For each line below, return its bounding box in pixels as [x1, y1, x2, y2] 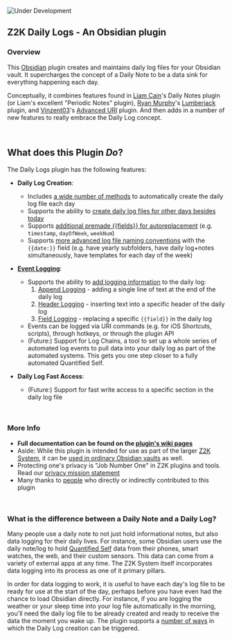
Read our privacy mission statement [17, 468, 120, 477]
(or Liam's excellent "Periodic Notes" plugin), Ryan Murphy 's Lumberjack [7, 98, 216, 107]
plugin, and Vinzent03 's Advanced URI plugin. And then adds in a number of [7, 106, 225, 114]
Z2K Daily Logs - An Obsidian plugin [7, 26, 167, 38]
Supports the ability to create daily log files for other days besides [27, 206, 216, 215]
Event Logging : [17, 264, 62, 273]
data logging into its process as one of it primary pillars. [7, 566, 166, 575]
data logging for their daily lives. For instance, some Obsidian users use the [7, 537, 222, 546]
